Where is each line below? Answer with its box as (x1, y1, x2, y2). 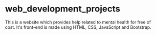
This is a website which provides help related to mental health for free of (5, 19, 151, 25)
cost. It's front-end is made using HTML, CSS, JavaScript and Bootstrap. (5, 24, 152, 30)
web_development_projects (5, 3, 121, 14)
